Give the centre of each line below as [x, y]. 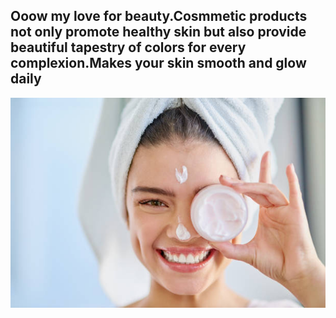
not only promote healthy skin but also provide [158, 32]
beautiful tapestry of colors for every [128, 47]
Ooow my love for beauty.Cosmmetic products [159, 16]
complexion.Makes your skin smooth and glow [158, 63]
